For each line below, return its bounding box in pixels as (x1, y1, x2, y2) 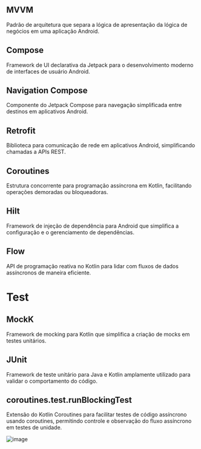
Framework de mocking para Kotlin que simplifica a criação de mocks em (6, 330, 190, 338)
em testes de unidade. (6, 424, 63, 431)
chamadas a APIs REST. (6, 148, 66, 156)
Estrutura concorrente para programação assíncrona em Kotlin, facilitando (6, 182, 192, 189)
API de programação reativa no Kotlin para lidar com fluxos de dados (6, 262, 179, 270)
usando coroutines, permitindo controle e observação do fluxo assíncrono (6, 417, 192, 425)
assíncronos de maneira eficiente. (6, 269, 91, 276)
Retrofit (6, 125, 36, 136)
